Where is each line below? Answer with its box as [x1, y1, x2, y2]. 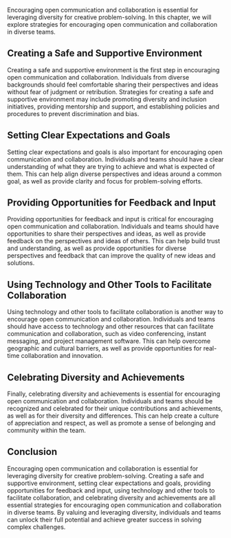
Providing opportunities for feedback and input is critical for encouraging [7, 215, 214, 223]
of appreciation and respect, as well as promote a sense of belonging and [7, 419, 216, 427]
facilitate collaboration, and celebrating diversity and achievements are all [7, 493, 216, 502]
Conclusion [7, 446, 58, 458]
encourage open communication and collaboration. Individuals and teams [7, 315, 215, 324]
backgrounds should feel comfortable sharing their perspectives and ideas [7, 80, 219, 89]
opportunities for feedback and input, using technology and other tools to [7, 486, 215, 494]
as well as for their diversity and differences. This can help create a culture [7, 412, 219, 420]
